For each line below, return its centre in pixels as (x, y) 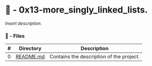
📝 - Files (15, 36)
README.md (30, 57)
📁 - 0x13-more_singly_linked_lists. (76, 10)
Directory (30, 49)
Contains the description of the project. (95, 57)
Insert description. (24, 23)
